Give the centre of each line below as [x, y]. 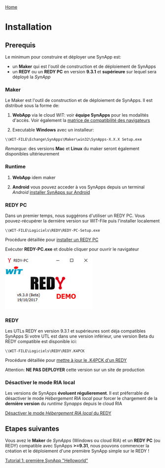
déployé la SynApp [31, 77]
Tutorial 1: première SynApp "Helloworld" [47, 461]
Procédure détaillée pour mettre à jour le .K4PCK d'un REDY [66, 360]
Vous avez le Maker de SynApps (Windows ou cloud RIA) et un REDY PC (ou [83, 440]
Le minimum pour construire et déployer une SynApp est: [63, 57]
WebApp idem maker [34, 177]
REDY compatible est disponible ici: [41, 342]
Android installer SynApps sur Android [51, 192]
